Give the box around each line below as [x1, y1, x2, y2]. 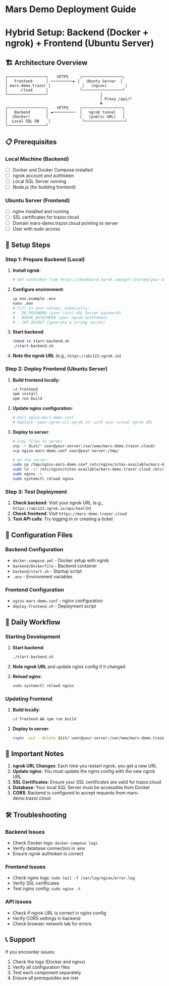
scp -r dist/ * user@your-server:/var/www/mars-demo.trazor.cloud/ [12, 443, 155, 448]
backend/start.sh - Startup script [12, 568, 82, 574]
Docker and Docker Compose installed [12, 166, 93, 173]
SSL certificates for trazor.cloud [12, 214, 79, 220]
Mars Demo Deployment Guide [5, 4, 136, 15]
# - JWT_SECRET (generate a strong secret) [12, 320, 106, 325]
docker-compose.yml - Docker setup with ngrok [12, 557, 109, 564]
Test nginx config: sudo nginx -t [12, 886, 81, 892]
